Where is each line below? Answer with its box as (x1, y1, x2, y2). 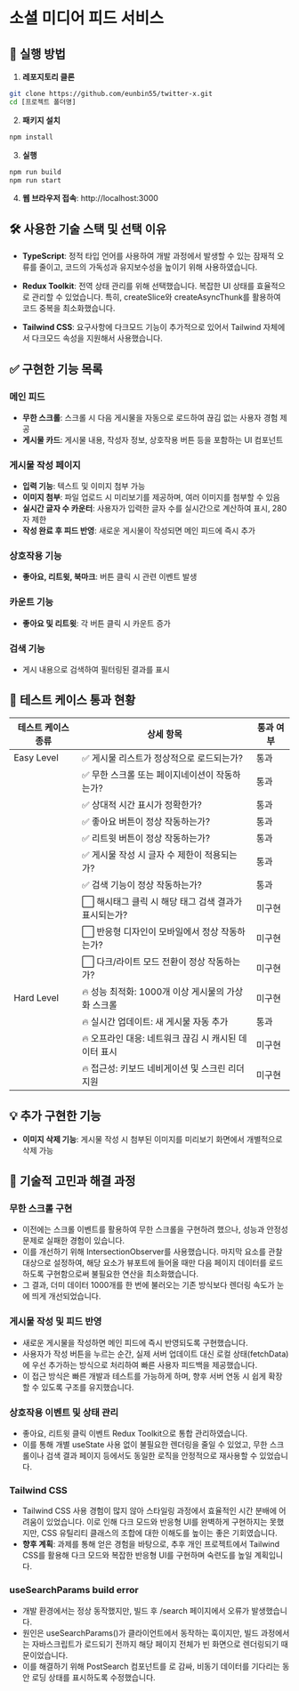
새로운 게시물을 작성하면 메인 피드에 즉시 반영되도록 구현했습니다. (21, 1337, 248, 1348)
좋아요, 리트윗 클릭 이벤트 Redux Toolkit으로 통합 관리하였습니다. (21, 1428, 248, 1438)
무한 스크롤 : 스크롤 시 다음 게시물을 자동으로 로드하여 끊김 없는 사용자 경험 (21, 412, 279, 423)
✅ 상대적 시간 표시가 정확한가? (81, 798, 203, 810)
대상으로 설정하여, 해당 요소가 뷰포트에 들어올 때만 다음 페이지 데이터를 (21, 1258, 267, 1268)
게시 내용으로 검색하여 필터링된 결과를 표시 (21, 664, 171, 675)
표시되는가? (81, 908, 128, 921)
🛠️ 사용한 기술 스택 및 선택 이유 (9, 221, 167, 237)
